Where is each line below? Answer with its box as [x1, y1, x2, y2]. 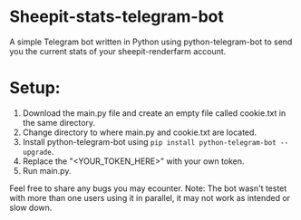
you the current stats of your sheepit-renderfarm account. [9, 45, 227, 56]
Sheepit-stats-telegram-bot [9, 6, 225, 27]
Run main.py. [22, 165, 72, 176]
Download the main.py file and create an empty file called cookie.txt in [22, 107, 286, 119]
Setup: [9, 78, 61, 99]
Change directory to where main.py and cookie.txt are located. [22, 127, 257, 138]
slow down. [9, 202, 53, 213]
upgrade [22, 148, 52, 157]
